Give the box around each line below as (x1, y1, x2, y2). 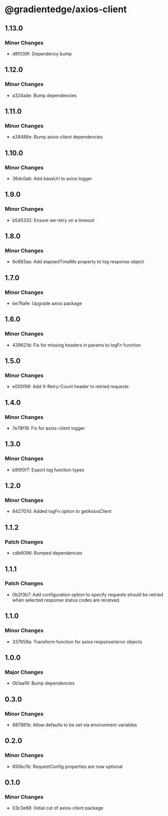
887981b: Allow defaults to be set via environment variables (12, 722, 138, 728)
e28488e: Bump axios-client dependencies (12, 134, 103, 140)
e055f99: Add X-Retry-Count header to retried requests (12, 384, 129, 390)
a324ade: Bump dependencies (12, 92, 77, 98)
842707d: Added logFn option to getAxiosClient (12, 508, 112, 514)
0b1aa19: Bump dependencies (12, 680, 75, 686)
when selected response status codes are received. (12, 597, 121, 603)
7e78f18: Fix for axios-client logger (12, 425, 85, 431)
